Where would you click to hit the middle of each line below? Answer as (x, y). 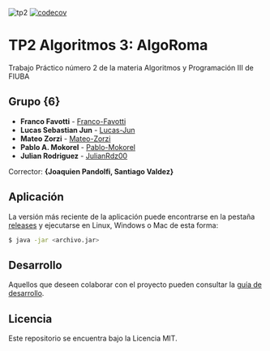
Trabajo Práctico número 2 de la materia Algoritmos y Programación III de (131, 67)
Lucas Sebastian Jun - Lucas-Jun (77, 130)
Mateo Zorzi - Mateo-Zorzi (65, 139)
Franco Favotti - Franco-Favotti (73, 121)
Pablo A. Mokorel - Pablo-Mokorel (78, 147)
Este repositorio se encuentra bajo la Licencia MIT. (93, 338)
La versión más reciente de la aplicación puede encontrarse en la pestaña (132, 216)
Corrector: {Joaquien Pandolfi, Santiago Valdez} (91, 171)
